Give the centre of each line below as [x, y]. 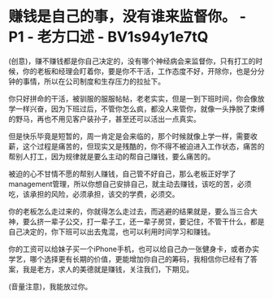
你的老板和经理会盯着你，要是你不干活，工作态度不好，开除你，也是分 [140, 71]
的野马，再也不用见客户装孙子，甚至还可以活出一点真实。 [104, 119]
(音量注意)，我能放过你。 [50, 286]
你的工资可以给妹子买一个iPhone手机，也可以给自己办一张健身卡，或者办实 [134, 249]
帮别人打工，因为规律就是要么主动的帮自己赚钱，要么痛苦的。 [112, 156]
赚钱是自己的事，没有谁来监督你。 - [127, 17]
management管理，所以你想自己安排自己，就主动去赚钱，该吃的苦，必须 [130, 184]
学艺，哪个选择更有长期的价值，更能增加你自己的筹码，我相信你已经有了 [129, 259]
